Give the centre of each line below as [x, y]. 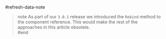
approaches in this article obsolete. [53, 27]
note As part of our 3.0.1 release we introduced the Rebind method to [89, 17]
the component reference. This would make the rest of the [77, 22]
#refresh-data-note [25, 7]
